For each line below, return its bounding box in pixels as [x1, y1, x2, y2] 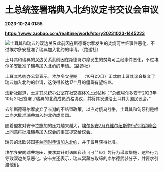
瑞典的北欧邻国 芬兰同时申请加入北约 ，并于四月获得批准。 [5, 139, 120, 145]
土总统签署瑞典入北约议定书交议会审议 [5, 4, 159, 16]
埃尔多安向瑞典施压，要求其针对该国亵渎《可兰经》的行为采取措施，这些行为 [5, 149, 159, 155]
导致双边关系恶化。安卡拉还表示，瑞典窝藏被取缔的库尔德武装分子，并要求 [5, 155, 154, 161]
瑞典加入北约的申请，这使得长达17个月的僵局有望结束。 [5, 79, 116, 85]
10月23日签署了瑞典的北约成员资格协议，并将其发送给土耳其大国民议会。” [5, 96, 151, 101]
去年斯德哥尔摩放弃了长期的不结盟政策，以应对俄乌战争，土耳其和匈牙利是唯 [5, 106, 159, 112]
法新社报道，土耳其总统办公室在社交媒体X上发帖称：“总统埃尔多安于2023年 [5, 90, 157, 96]
